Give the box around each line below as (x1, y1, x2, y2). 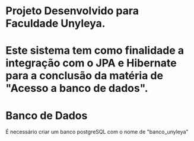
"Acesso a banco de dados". (5, 82, 149, 95)
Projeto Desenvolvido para (5, 4, 139, 18)
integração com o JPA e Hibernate (5, 56, 177, 70)
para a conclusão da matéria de (5, 69, 164, 82)
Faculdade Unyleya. (5, 17, 106, 30)
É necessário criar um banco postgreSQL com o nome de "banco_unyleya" (5, 129, 189, 136)
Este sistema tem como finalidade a (5, 44, 185, 57)
